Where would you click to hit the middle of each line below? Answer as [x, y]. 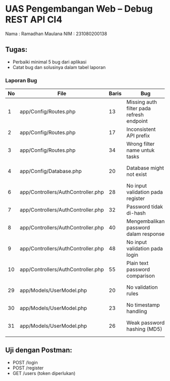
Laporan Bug [21, 80]
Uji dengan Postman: [39, 350]
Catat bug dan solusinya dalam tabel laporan [59, 67]
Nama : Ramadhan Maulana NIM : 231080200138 [56, 33]
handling [137, 311]
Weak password [145, 323]
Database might [145, 168]
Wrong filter [140, 144]
